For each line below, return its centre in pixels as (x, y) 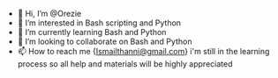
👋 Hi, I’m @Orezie (49, 14)
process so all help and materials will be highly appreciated (125, 64)
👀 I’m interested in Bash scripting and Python (99, 23)
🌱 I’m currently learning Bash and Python (92, 32)
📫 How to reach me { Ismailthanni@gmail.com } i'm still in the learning (143, 51)
